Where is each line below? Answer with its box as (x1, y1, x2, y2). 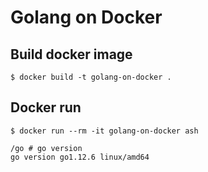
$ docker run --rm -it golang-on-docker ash (10, 126, 199, 136)
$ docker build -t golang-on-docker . (10, 72, 172, 82)
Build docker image (10, 46, 133, 63)
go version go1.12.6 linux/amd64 (10, 152, 150, 162)
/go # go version (10, 143, 83, 153)
